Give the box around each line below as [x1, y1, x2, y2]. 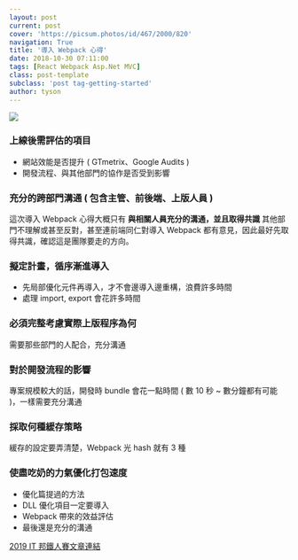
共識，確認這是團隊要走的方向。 [16, 236, 134, 246]
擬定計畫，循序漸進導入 [9, 261, 109, 273]
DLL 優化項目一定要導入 [21, 500, 109, 510]
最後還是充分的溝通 [21, 522, 93, 533]
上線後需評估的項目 [9, 135, 91, 147]
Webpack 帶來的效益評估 [21, 510, 114, 521]
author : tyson [9, 87, 62, 96]
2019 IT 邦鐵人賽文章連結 [9, 541, 101, 551]
